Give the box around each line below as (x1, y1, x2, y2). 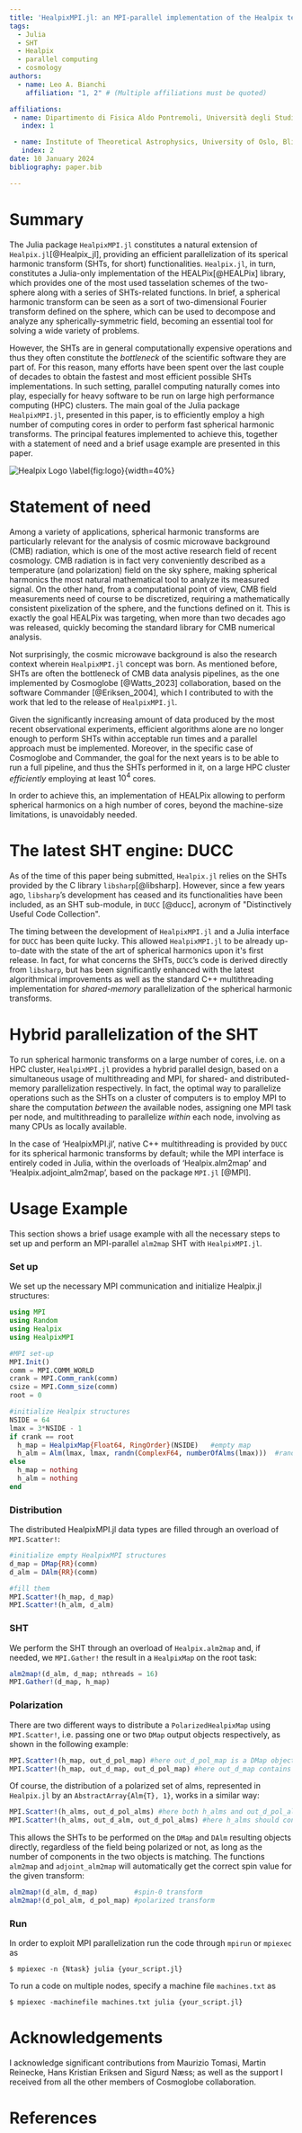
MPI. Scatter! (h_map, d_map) (9, 1593, 115, 1602)
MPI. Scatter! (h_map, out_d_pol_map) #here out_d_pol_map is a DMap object (9, 1755, 296, 1765)
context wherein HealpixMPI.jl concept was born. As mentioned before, (9, 658, 278, 669)
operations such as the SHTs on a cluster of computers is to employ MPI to (9, 1093, 287, 1103)
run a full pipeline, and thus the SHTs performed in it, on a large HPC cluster (9, 762, 290, 772)
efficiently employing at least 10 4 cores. (9, 771, 156, 783)
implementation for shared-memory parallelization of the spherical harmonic (9, 984, 293, 995)
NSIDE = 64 (9, 1415, 50, 1424)
